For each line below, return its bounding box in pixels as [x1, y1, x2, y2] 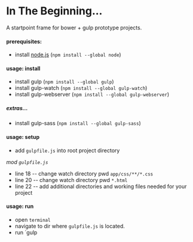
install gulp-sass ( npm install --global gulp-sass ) [14, 120, 142, 127]
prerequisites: [6, 38, 42, 45]
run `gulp [14, 229, 38, 236]
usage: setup [6, 133, 40, 140]
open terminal [14, 216, 51, 223]
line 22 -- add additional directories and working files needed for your [14, 183, 187, 190]
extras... [6, 104, 28, 111]
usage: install [6, 65, 41, 72]
